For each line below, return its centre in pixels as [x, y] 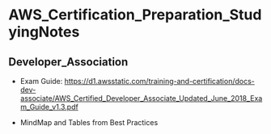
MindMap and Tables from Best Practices [89, 122]
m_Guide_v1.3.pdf [49, 107]
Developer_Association [68, 62]
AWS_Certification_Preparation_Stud [135, 15]
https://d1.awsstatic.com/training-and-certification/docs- [159, 81]
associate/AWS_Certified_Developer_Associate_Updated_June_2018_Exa [141, 98]
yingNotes [44, 32]
